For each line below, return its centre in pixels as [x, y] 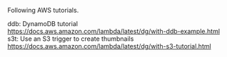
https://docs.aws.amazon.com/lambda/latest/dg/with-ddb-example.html [113, 31]
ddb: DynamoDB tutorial [43, 24]
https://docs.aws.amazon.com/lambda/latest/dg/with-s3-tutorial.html [110, 46]
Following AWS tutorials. [43, 10]
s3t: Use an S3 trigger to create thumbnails [71, 39]
